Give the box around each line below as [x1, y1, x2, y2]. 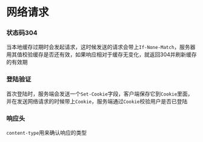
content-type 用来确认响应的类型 [6, 129, 87, 137]
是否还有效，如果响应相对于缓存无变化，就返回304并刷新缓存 [43, 51, 197, 58]
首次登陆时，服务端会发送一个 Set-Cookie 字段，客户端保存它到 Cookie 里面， [6, 90, 193, 97]
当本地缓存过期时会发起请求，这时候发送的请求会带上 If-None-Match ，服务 [6, 44, 191, 51]
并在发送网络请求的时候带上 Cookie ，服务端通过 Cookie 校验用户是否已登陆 [6, 97, 188, 105]
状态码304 [6, 28, 38, 37]
